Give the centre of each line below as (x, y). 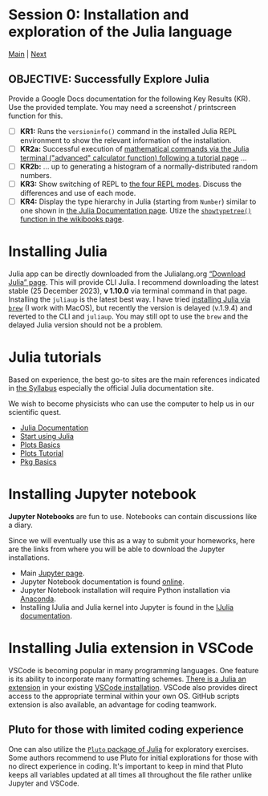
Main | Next (27, 54)
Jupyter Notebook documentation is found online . (102, 581)
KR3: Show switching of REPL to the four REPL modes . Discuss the (131, 184)
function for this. (36, 116)
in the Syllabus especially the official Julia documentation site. (111, 388)
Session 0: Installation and (99, 15)
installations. (29, 557)
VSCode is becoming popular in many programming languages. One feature (134, 670)
